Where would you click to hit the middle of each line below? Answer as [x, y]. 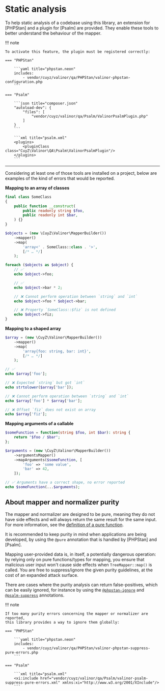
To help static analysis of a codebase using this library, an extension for [78, 23]
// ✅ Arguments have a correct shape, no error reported [65, 483]
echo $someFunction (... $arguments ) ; [42, 487]
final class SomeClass [28, 197]
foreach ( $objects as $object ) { [39, 265]
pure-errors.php [22, 652]
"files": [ [34, 112]
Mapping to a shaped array [33, 329]
